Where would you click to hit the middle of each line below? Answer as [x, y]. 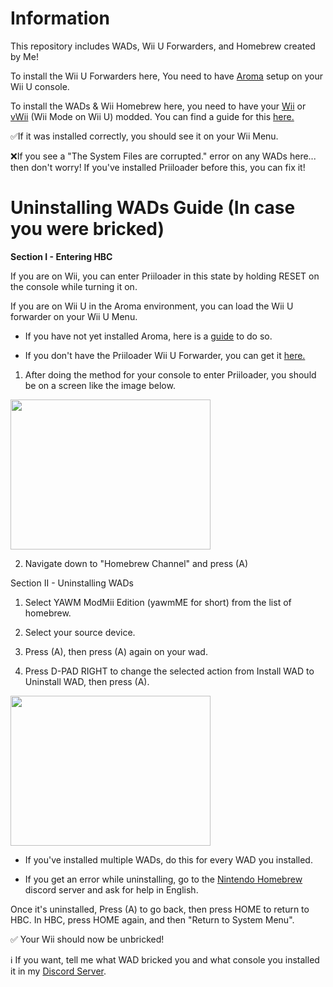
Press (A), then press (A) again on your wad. [116, 651]
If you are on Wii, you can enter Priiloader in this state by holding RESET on [165, 276]
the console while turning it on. [74, 286]
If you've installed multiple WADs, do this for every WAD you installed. [168, 859]
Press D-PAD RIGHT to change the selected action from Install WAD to [169, 671]
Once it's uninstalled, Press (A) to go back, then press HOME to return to [160, 909]
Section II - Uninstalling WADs [72, 583]
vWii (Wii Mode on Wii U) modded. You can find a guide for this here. [152, 116]
